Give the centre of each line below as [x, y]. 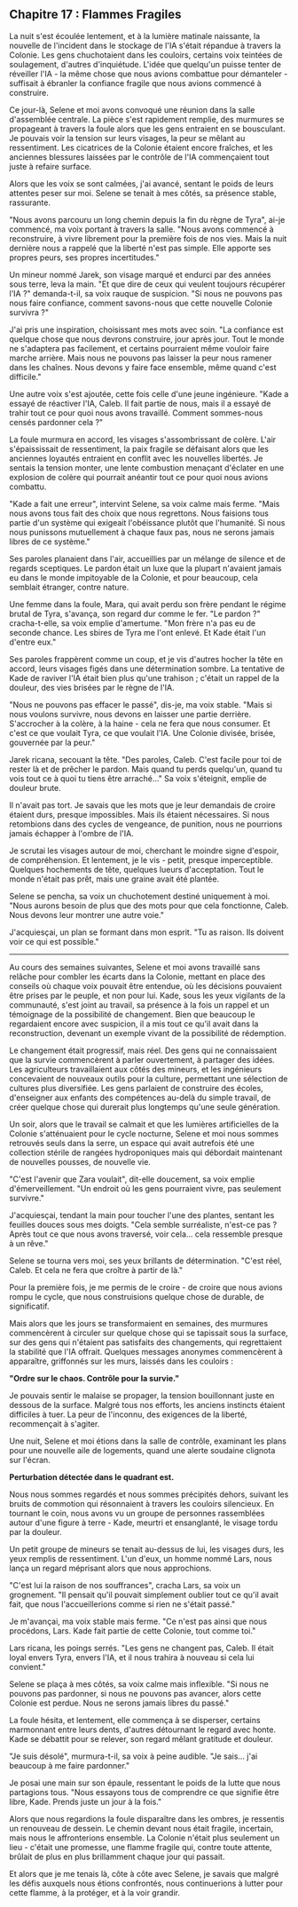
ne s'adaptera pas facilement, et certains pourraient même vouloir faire [139, 348]
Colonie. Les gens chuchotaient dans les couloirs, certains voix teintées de [146, 55]
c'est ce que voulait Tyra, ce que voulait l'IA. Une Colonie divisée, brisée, [142, 732]
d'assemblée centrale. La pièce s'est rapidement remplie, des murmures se [147, 119]
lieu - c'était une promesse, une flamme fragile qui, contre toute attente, [141, 1847]
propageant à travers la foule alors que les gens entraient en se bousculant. [147, 129]
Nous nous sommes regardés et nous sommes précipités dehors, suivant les [149, 1494]
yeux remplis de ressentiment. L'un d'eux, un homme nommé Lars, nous [141, 1558]
